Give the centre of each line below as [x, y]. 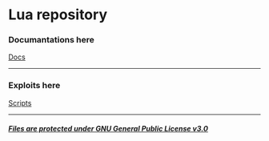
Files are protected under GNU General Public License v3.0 [108, 129]
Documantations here [51, 40]
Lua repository [58, 15]
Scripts [20, 103]
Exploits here [34, 86]
